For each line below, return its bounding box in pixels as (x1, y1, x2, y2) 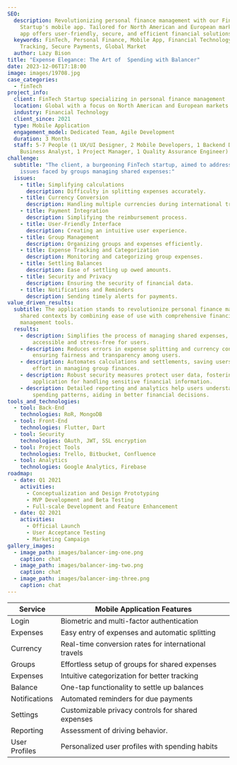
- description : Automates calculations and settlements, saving (20, 358, 213, 366)
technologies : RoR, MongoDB (20, 411, 102, 418)
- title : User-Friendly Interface (20, 220, 121, 227)
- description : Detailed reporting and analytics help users (20, 384, 203, 392)
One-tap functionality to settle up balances (60, 682, 204, 692)
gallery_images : (7, 542, 55, 550)
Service (18, 604, 46, 614)
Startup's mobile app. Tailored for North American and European (20, 23, 217, 30)
